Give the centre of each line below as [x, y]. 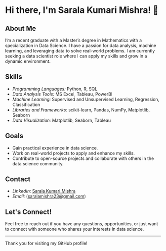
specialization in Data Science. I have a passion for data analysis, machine [81, 46]
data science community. [38, 163]
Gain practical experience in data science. [55, 148]
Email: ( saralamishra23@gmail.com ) [49, 196]
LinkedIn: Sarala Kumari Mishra [44, 191]
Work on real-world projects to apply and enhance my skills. [73, 153]
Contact [18, 179]
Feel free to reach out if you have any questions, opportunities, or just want [82, 224]
